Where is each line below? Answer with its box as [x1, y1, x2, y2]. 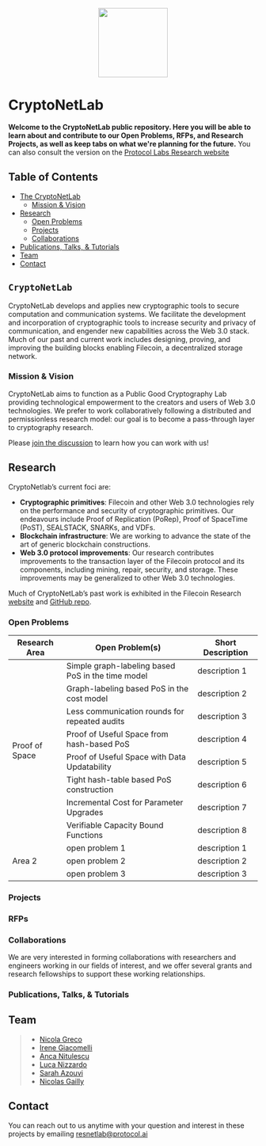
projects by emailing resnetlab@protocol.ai [8, 1129, 148, 1138]
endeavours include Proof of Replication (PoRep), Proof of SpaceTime [19, 514, 248, 524]
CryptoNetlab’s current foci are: [8, 482, 112, 491]
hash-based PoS [66, 738, 131, 749]
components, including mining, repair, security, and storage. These [19, 565, 239, 574]
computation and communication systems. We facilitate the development [8, 309, 246, 318]
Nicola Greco [39, 1034, 83, 1044]
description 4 [197, 733, 247, 744]
